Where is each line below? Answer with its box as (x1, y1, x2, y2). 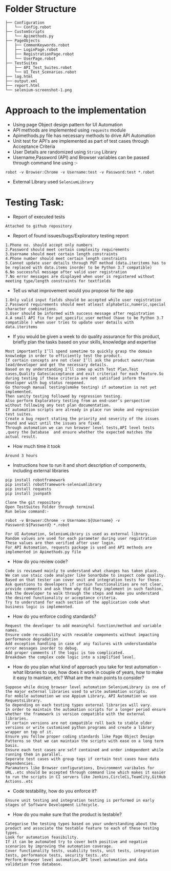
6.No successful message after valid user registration (5, 269, 127, 275)
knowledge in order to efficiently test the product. (5, 353, 123, 358)
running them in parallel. (5, 752, 63, 757)
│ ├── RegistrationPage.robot (5, 51, 74, 56)
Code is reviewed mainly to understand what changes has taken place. (5, 568, 159, 573)
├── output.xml (5, 78, 38, 84)
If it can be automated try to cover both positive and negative (5, 839, 147, 844)
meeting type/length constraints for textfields (5, 278, 111, 283)
